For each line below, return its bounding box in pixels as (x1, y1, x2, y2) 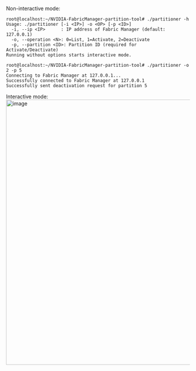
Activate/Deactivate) (6, 47, 59, 53)
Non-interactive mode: (6, 5, 61, 12)
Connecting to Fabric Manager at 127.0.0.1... (6, 73, 121, 78)
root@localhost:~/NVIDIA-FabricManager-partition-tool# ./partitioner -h (6, 16, 190, 22)
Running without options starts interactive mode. (6, 52, 132, 58)
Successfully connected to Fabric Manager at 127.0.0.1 (6, 78, 145, 84)
